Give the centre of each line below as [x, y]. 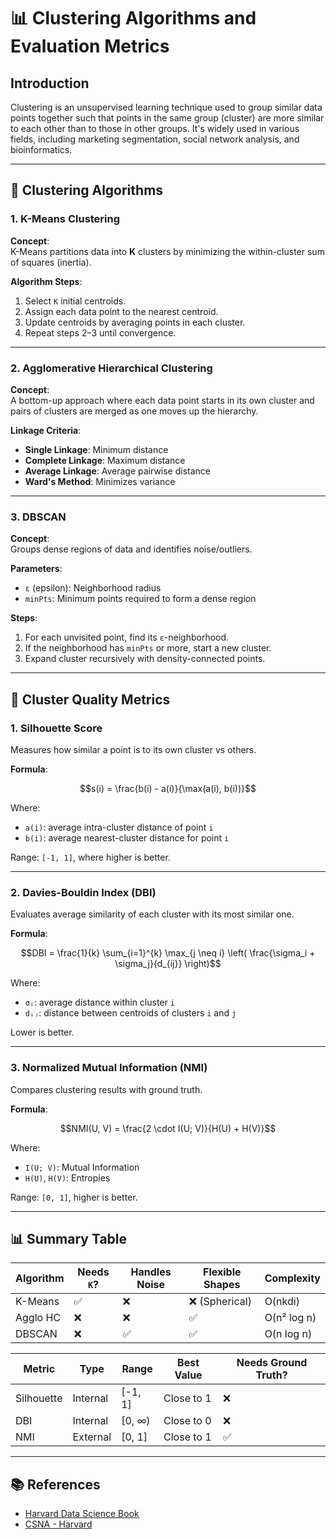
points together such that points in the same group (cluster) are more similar [167, 118]
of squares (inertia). [51, 262]
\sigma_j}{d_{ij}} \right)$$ [168, 964]
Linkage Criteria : [46, 430]
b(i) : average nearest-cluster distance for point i [127, 837]
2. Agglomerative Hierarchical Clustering [111, 368]
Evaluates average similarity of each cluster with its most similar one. [152, 914]
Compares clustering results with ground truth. [106, 1089]
